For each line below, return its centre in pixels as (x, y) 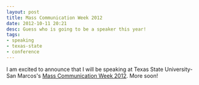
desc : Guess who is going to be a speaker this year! (77, 29)
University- (178, 69)
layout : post (23, 12)
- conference (23, 52)
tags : (13, 35)
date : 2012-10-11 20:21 (37, 23)
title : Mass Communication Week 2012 (54, 18)
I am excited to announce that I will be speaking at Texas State (85, 69)
